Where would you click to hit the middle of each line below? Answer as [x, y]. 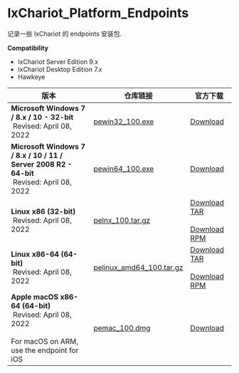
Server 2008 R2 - [42, 164]
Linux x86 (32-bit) [43, 211]
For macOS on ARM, [45, 341]
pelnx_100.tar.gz [122, 220]
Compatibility [28, 48]
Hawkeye [31, 77]
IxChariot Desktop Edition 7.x [60, 69]
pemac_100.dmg [122, 327]
